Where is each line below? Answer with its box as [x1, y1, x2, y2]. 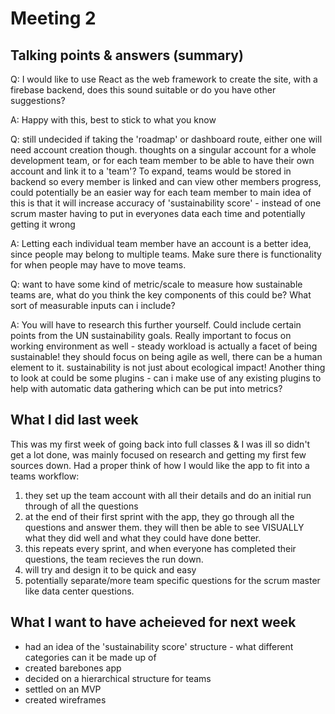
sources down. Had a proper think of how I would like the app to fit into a [10, 459, 310, 471]
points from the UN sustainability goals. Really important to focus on [10, 330, 292, 341]
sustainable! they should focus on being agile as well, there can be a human [10, 351, 323, 362]
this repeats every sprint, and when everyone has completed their [24, 542, 297, 554]
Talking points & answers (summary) [10, 47, 244, 64]
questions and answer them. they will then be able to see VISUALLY [24, 521, 305, 533]
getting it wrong [10, 218, 76, 230]
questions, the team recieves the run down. [24, 553, 204, 565]
